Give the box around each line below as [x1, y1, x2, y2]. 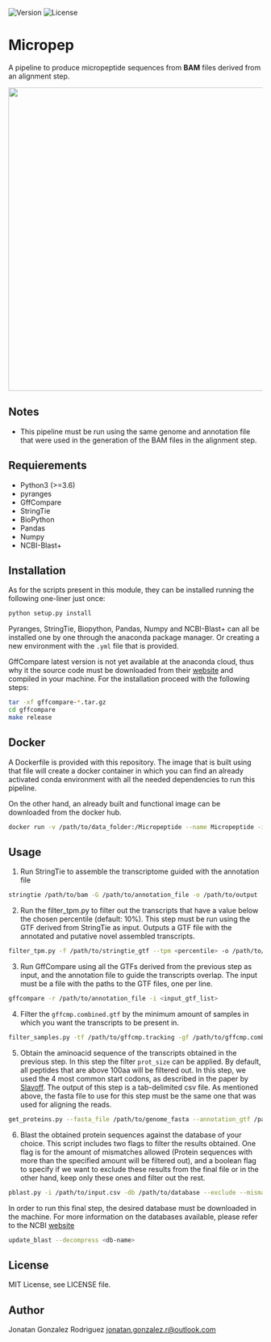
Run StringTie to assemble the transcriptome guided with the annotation [19, 866, 260, 877]
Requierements [8, 459, 87, 472]
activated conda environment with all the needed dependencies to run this [8, 774, 256, 784]
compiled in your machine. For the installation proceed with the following [8, 674, 250, 684]
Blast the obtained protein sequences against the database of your [19, 1129, 242, 1140]
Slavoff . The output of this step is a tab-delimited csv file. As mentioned [19, 1082, 259, 1092]
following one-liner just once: [8, 594, 106, 603]
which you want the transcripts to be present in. [19, 1018, 180, 1027]
